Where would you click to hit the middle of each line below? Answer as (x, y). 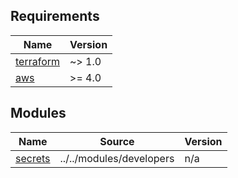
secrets (33, 158)
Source (117, 141)
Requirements (55, 16)
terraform (38, 61)
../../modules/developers (117, 158)
